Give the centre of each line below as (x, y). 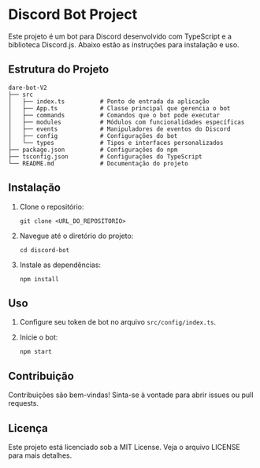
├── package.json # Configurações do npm (93, 150)
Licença (28, 428)
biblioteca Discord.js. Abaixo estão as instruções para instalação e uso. (124, 44)
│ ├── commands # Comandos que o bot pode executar (114, 115)
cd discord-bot (45, 250)
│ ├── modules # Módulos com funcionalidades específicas (126, 122)
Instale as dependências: (60, 265)
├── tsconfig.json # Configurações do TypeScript (105, 156)
